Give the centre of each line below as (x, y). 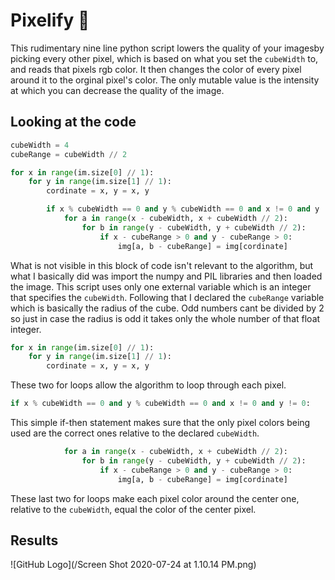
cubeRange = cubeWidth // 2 (69, 154)
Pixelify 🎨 (50, 20)
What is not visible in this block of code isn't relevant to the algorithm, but (162, 265)
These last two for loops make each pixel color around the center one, (155, 498)
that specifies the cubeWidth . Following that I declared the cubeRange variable (167, 297)
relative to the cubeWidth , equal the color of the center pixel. (133, 509)
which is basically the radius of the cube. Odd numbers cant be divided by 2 (167, 308)
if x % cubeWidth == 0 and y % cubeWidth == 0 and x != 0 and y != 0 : (160, 404)
